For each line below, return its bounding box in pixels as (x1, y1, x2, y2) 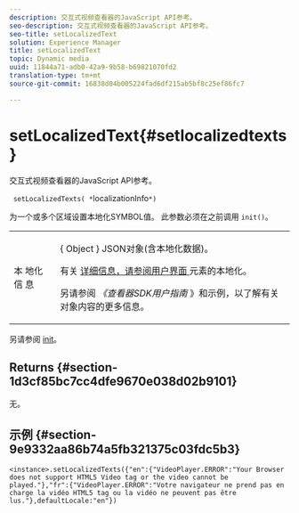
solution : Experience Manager (9, 37, 122, 47)
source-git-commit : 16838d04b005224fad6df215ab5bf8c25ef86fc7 (9, 79, 245, 88)
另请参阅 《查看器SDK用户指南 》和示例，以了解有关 (60, 287, 279, 299)
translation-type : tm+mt (9, 71, 101, 80)
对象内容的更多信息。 (60, 300, 149, 313)
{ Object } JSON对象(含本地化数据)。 (60, 242, 214, 255)
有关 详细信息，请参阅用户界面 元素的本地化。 (60, 265, 252, 277)
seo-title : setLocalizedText (9, 29, 117, 38)
